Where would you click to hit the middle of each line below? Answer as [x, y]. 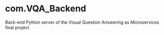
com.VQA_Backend [46, 9]
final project [17, 27]
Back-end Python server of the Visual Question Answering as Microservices [82, 22]
